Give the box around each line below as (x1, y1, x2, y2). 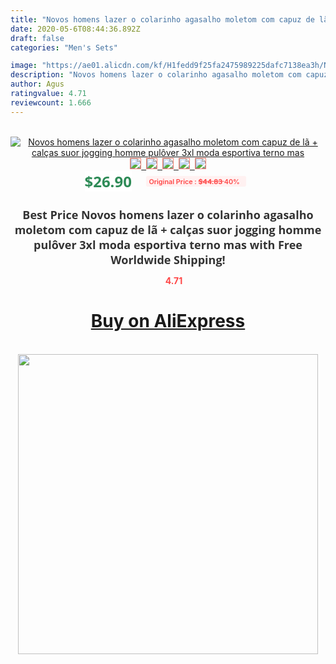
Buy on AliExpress (90, 310, 246, 333)
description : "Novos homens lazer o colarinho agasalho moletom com (10, 70, 302, 80)
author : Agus (10, 79, 65, 90)
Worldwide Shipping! (110, 251, 226, 268)
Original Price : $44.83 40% (148, 176, 240, 186)
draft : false (10, 33, 65, 43)
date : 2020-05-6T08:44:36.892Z (10, 24, 141, 34)
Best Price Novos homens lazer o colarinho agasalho (22, 206, 314, 223)
